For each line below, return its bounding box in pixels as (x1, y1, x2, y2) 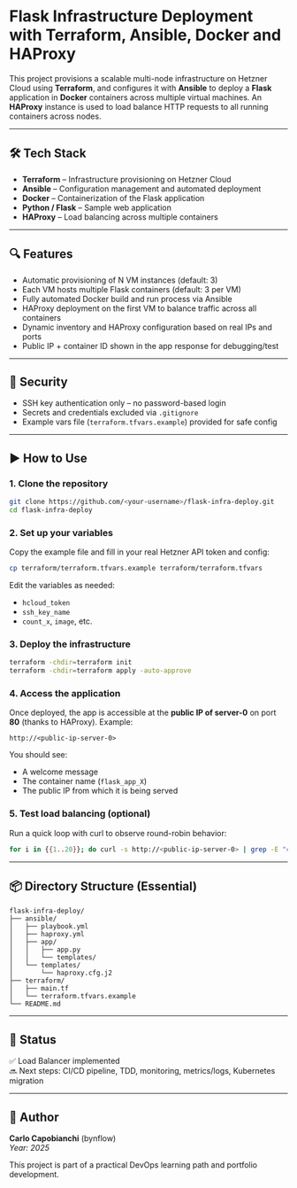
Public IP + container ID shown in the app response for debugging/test (21, 340, 279, 351)
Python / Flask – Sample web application (21, 202, 172, 213)
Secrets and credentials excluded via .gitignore (21, 408, 199, 418)
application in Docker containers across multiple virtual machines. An (9, 91, 263, 103)
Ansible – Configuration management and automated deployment (21, 183, 262, 194)
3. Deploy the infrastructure (9, 638, 131, 650)
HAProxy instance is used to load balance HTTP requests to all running (9, 101, 269, 112)
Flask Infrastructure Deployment (9, 6, 254, 27)
